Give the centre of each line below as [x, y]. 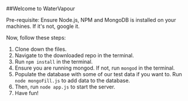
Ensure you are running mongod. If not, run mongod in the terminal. [95, 68]
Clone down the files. [40, 49]
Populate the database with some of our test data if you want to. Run [98, 74]
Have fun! [27, 93]
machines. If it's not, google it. [43, 26]
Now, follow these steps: [36, 38]
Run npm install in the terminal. [54, 62]
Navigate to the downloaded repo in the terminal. [74, 55]
